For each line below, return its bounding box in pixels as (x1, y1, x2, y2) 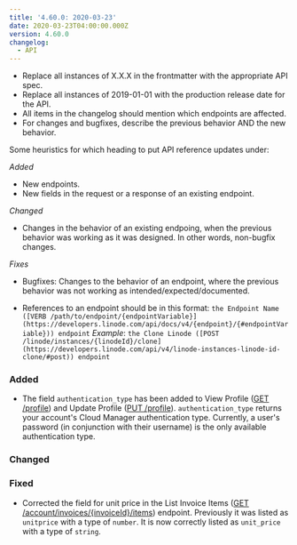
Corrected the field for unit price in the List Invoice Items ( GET (21, 497, 250, 508)
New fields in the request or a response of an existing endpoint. (21, 188, 254, 199)
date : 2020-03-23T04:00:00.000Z (9, 21, 129, 30)
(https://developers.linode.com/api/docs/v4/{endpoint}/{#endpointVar (21, 320, 289, 329)
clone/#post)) (21, 353, 74, 362)
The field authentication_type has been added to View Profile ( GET (21, 393, 270, 405)
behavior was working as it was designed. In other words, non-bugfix (21, 232, 276, 243)
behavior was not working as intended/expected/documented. (21, 285, 250, 296)
